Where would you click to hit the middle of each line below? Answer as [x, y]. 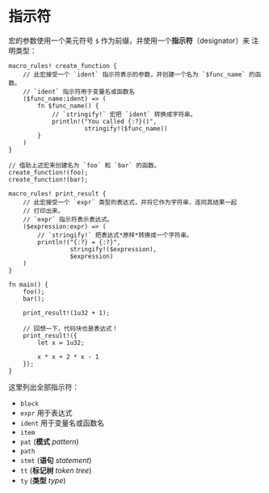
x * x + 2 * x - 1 [68, 356]
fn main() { [28, 284]
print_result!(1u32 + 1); [67, 313]
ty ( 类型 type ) [43, 480]
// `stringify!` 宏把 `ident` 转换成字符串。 [124, 114]
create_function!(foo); [48, 172]
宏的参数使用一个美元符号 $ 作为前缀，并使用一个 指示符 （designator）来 [129, 40]
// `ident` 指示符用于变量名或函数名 [79, 91]
